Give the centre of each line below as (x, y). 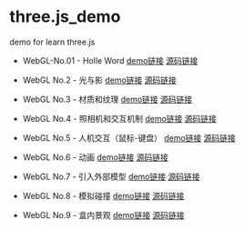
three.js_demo (65, 17)
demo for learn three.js (52, 42)
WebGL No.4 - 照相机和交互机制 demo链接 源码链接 (119, 118)
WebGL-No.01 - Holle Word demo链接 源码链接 (110, 60)
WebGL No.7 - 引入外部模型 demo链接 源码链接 (111, 176)
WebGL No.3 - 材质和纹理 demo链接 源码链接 (107, 99)
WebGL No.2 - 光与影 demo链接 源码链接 (100, 80)
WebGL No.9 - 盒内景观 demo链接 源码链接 (103, 214)
